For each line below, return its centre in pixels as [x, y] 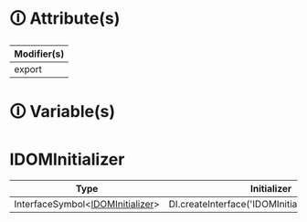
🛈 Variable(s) [63, 112]
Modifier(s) [39, 54]
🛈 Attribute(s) [65, 19]
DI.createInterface [207, 205]
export [28, 69]
